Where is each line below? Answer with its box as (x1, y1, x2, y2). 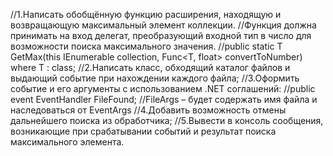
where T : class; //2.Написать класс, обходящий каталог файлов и (10, 62, 291, 73)
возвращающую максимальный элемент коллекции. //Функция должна (10, 19, 317, 31)
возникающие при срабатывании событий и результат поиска (10, 125, 277, 137)
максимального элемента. (10, 136, 125, 148)
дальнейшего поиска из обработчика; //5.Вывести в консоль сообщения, (10, 115, 324, 126)
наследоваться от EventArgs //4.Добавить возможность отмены (10, 104, 287, 116)
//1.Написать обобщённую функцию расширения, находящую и (10, 9, 282, 20)
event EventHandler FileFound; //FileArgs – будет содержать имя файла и (10, 94, 318, 105)
